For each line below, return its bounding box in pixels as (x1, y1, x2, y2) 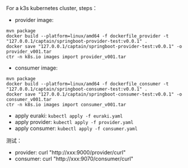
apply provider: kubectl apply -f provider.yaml (14, 119, 134, 125)
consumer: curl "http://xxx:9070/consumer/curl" (14, 156, 134, 162)
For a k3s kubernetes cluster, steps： (6, 5, 98, 11)
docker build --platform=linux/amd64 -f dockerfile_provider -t (6, 33, 169, 39)
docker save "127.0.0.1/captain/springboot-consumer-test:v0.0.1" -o (6, 91, 183, 97)
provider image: (14, 17, 54, 23)
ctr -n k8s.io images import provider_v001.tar (6, 54, 127, 60)
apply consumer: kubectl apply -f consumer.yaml (14, 125, 138, 132)
